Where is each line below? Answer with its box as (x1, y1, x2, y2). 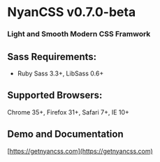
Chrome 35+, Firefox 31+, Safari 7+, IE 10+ (7, 108, 129, 116)
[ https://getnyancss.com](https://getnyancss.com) (7, 147, 154, 155)
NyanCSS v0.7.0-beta (7, 4, 136, 20)
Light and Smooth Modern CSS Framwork (7, 29, 151, 39)
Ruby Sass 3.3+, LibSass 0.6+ (17, 69, 104, 78)
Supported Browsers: (7, 89, 103, 101)
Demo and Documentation (7, 128, 124, 140)
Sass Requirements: (7, 50, 97, 63)
